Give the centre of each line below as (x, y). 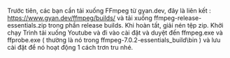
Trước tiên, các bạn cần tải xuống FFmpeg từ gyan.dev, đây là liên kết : (109, 11)
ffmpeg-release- (178, 18)
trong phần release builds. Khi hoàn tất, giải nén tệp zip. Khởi (136, 25)
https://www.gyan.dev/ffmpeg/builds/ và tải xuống (80, 18)
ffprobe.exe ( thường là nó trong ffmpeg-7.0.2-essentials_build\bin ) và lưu (114, 40)
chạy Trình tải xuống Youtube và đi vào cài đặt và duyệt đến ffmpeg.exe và (115, 32)
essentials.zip (27, 25)
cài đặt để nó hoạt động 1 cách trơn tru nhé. (70, 47)
